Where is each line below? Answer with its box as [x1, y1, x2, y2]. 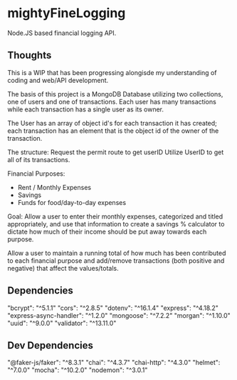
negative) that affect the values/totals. [7, 264, 119, 272]
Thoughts [7, 49, 52, 61]
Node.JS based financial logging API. [7, 29, 117, 37]
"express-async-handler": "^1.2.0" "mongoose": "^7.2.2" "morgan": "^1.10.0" [7, 311, 231, 319]
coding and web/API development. [7, 76, 109, 84]
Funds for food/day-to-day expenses [17, 198, 127, 206]
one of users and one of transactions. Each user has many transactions [7, 97, 217, 106]
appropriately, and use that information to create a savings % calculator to [7, 219, 225, 228]
